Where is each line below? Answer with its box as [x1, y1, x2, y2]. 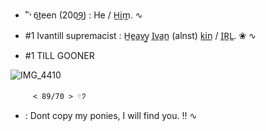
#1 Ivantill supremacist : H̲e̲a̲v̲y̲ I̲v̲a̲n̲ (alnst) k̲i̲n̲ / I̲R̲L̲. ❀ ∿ [24, 30, 257, 41]
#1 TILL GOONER [24, 50, 95, 61]
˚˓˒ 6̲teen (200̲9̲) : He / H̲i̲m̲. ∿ [24, 9, 143, 21]
